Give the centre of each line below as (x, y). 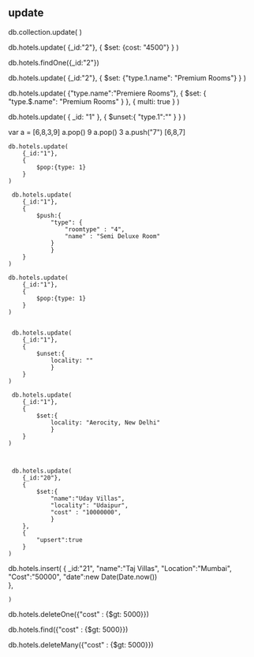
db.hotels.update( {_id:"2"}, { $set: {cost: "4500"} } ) (93, 47)
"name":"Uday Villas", (88, 498)
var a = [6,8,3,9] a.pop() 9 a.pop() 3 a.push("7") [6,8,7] (97, 132)
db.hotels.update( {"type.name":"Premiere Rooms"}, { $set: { (107, 93)
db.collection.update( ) (45, 32)
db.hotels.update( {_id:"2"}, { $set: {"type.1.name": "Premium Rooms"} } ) (127, 77)
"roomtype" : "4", (95, 229)
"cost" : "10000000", (86, 512)
